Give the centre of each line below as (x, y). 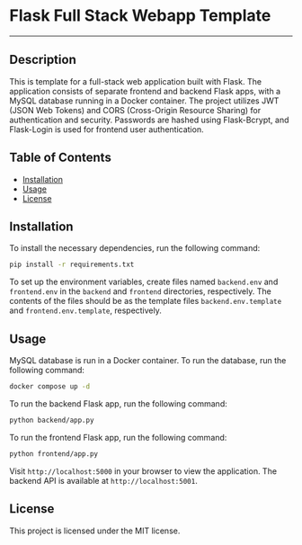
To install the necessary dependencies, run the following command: (135, 248)
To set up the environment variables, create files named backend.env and (144, 282)
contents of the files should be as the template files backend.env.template (146, 301)
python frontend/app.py (54, 454)
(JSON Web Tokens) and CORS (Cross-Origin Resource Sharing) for (135, 110)
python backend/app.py (52, 420)
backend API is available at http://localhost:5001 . (103, 480)
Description (43, 60)
